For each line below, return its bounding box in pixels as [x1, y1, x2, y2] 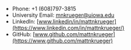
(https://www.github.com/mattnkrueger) [12, 37, 113, 44]
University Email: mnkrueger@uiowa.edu [12, 11, 115, 19]
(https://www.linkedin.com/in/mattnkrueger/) [12, 24, 125, 31]
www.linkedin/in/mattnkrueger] [38, 18, 117, 25]
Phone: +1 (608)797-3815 [12, 5, 76, 12]
